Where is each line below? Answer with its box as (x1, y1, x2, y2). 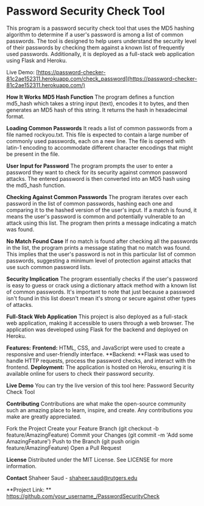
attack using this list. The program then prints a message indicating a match (6, 219, 197, 227)
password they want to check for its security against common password (6, 169, 188, 176)
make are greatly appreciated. (6, 413, 82, 420)
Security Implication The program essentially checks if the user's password (6, 275, 198, 283)
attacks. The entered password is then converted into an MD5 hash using (6, 175, 191, 182)
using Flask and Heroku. (6, 57, 68, 64)
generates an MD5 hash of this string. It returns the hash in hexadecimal (6, 106, 188, 113)
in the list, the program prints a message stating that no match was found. (6, 244, 192, 251)
